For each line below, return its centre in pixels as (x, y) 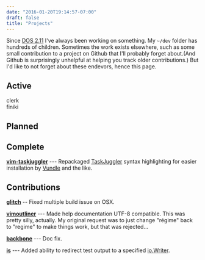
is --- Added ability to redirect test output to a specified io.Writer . (88, 250)
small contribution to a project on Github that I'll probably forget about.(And (101, 54)
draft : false (23, 18)
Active (19, 86)
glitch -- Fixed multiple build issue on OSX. (60, 202)
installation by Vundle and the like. (49, 168)
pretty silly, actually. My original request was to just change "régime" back (100, 220)
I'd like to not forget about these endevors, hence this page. (81, 67)
